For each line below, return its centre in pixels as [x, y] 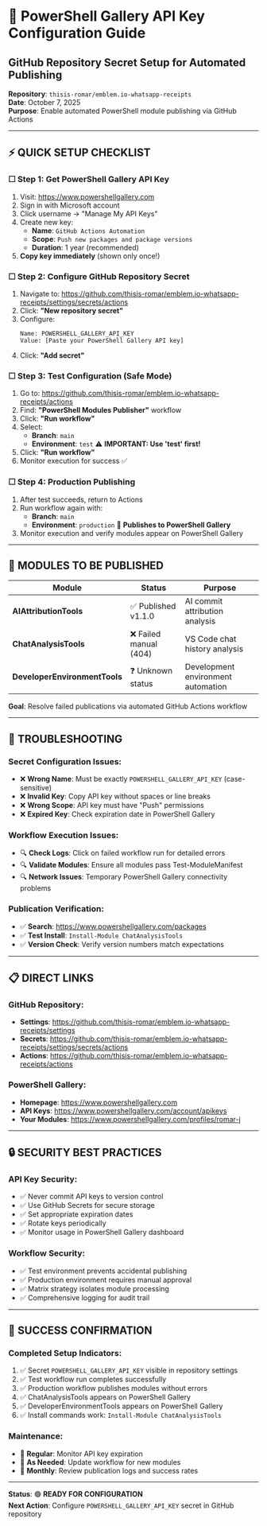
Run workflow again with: [61, 507]
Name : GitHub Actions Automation [88, 231]
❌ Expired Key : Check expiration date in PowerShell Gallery [117, 814]
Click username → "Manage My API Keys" [89, 213]
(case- [234, 779]
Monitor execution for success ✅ [74, 461]
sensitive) [36, 788]
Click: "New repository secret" [72, 310]
